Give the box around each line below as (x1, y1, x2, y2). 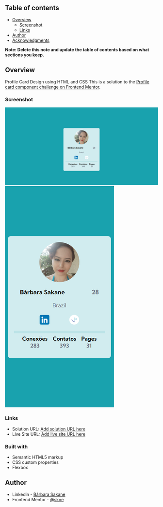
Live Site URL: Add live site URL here (12, 431, 86, 437)
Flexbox (12, 464, 28, 470)
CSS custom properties (12, 459, 59, 465)
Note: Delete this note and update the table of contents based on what (5, 47, 149, 52)
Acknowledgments (12, 37, 50, 43)
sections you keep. (5, 52, 45, 58)
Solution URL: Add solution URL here (12, 426, 86, 432)
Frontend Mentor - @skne (12, 496, 64, 502)
